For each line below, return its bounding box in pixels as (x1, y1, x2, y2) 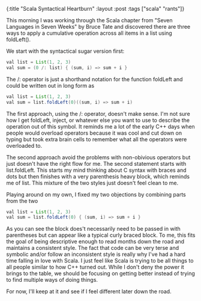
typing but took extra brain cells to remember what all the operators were (6, 135, 187, 143)
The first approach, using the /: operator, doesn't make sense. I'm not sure (6, 110, 190, 117)
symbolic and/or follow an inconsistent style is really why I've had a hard (6, 251, 186, 258)
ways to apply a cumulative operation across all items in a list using (6, 29, 172, 37)
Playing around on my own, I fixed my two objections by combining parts (6, 190, 186, 198)
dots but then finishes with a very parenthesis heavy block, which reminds (6, 172, 190, 180)
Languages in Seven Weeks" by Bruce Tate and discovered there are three (6, 23, 191, 30)
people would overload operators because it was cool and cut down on (6, 129, 182, 136)
